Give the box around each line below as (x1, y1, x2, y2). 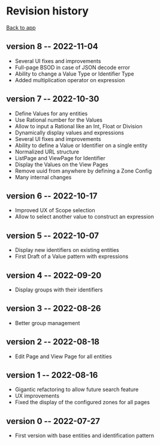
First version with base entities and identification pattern (14, 432, 155, 439)
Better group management (14, 319, 80, 326)
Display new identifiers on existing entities (14, 246, 119, 254)
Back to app (6, 24, 36, 31)
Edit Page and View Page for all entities (14, 353, 112, 360)
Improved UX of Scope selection (14, 207, 96, 214)
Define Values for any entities (14, 110, 88, 117)
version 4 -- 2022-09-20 (6, 270, 102, 280)
